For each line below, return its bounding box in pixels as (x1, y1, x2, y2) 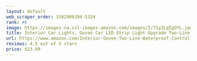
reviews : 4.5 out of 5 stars (6, 41, 77, 47)
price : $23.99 (6, 46, 41, 52)
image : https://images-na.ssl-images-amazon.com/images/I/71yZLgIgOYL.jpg (6, 24, 193, 31)
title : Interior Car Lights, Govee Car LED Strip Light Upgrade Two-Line (6, 30, 191, 36)
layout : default (6, 8, 46, 15)
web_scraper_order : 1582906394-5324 (6, 14, 96, 20)
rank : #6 (6, 19, 28, 25)
